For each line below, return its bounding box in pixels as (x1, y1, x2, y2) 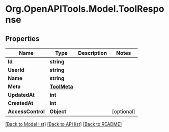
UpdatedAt (8, 92, 35, 98)
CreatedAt (8, 100, 34, 106)
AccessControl (8, 108, 45, 115)
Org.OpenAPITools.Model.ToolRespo (5, 3, 164, 15)
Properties (5, 34, 40, 43)
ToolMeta (49, 83, 73, 90)
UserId (8, 67, 24, 73)
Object (49, 108, 67, 115)
